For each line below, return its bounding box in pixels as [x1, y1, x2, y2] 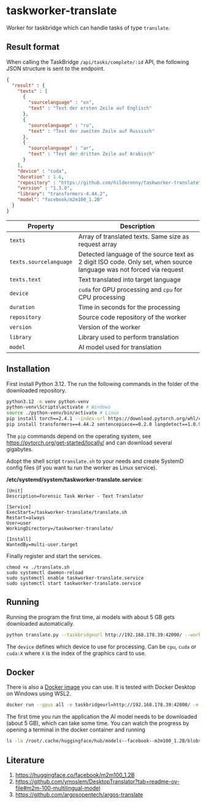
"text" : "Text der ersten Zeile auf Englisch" [28, 105, 152, 111]
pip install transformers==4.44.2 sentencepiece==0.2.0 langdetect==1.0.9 [6, 422, 202, 428]
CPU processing [78, 293, 126, 301]
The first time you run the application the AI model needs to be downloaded [6, 713, 197, 720]
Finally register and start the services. [6, 552, 102, 559]
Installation [6, 364, 50, 374]
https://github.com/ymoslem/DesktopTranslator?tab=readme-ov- [15, 778, 180, 785]
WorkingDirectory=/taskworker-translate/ [6, 525, 114, 532]
